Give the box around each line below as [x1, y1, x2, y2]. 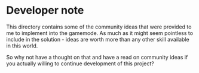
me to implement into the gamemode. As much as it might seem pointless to [6, 29, 193, 36]
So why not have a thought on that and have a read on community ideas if [6, 53, 188, 61]
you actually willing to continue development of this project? [6, 60, 154, 67]
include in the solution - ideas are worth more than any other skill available [6, 36, 189, 43]
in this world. [6, 42, 38, 49]
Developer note [6, 4, 84, 17]
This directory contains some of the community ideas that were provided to [6, 23, 192, 30]
